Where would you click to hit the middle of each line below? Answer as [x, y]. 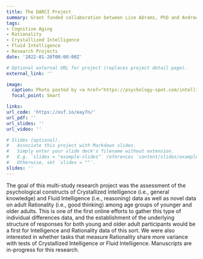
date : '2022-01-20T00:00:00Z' [44, 57]
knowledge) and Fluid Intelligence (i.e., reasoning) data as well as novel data [101, 198]
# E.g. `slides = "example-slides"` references [70, 157]
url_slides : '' [25, 123]
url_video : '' [24, 129]
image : [14, 84]
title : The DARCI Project [39, 12]
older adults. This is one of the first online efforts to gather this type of [94, 211]
